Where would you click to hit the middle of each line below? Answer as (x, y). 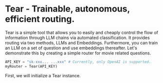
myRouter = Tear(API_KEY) (31, 66)
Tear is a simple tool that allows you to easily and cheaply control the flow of (82, 32)
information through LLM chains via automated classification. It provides (77, 38)
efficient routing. (40, 19)
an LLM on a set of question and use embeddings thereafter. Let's (71, 48)
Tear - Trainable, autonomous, (67, 9)
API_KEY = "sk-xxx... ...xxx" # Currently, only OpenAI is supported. (78, 62)
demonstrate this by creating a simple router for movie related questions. (78, 53)
